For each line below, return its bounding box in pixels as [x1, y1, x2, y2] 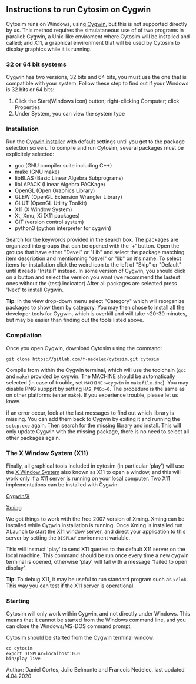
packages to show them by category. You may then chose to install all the [6, 304, 185, 311]
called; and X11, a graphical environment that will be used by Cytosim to [6, 39, 180, 46]
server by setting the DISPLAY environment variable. [6, 534, 131, 541]
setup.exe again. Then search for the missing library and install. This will [6, 422, 181, 429]
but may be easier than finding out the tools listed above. [6, 317, 144, 324]
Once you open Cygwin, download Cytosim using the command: [6, 344, 162, 351]
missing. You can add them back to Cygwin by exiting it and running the [6, 415, 181, 422]
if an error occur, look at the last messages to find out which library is [6, 409, 175, 416]
